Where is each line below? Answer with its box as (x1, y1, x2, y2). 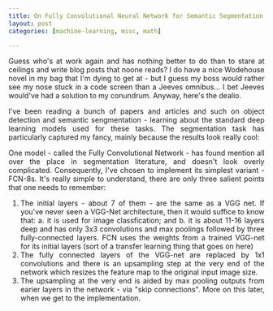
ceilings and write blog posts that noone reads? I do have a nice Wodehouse (8, 65, 265, 75)
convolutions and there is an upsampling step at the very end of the (19, 259, 265, 269)
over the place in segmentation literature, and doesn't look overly (8, 157, 265, 166)
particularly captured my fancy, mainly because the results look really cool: (8, 132, 260, 142)
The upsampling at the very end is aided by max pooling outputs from (19, 276, 265, 286)
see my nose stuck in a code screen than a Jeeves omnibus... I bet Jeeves (8, 82, 265, 92)
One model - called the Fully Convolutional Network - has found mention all (8, 148, 265, 158)
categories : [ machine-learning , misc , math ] (8, 27, 162, 35)
